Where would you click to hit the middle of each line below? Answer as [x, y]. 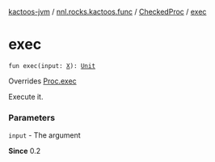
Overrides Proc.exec [42, 81]
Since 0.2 [25, 151]
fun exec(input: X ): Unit [52, 66]
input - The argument [44, 135]
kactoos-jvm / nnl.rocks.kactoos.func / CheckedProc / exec [107, 12]
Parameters [32, 117]
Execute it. [26, 96]
